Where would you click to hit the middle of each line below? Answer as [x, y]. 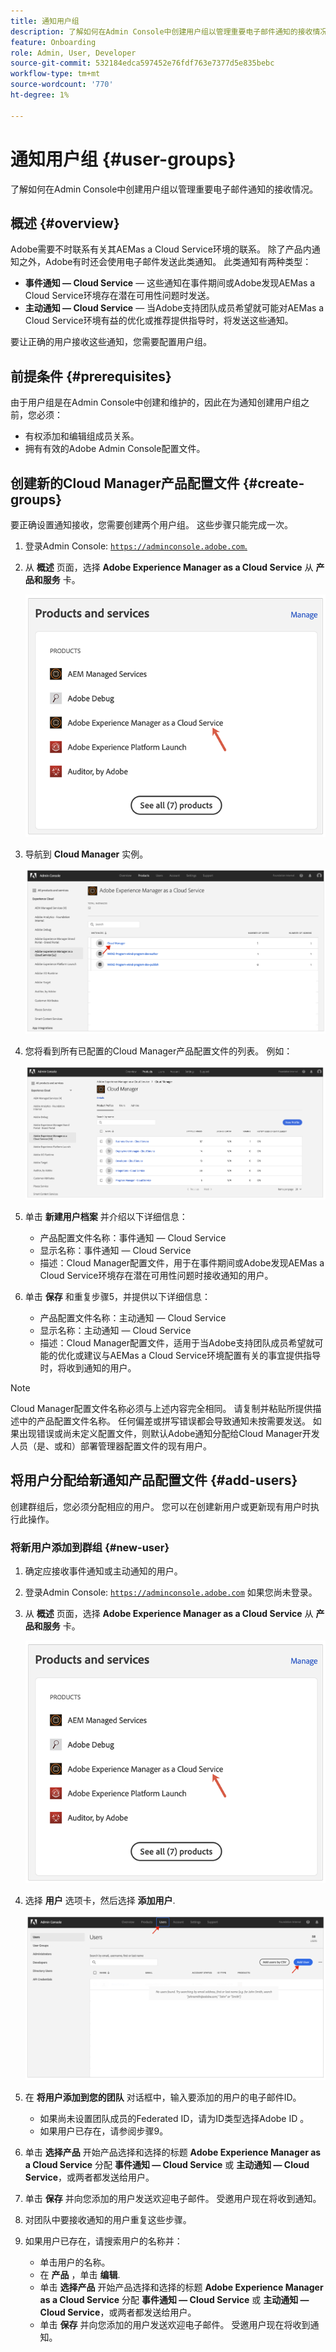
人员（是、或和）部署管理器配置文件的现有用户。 [111, 1446]
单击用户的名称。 [75, 2262]
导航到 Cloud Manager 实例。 [86, 854]
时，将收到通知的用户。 [88, 1367]
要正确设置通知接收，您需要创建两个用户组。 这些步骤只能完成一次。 [151, 524]
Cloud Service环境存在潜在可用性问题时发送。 [119, 296]
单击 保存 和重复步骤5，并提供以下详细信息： [117, 1296]
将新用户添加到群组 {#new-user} [90, 1547]
